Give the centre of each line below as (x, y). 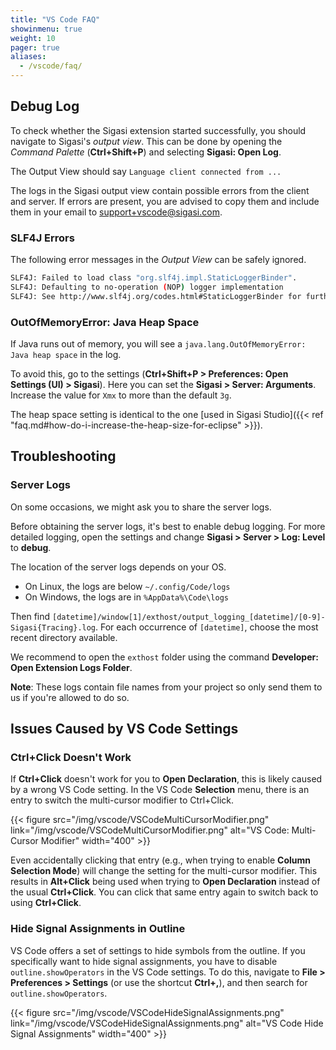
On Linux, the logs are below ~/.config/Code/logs (127, 586)
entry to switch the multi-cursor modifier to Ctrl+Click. (122, 800)
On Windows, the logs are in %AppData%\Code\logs (126, 597)
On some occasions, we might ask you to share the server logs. (141, 507)
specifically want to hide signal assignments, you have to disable (144, 961)
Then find (30, 616)
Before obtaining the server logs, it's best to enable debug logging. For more (168, 526)
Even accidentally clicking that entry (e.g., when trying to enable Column (161, 860)
